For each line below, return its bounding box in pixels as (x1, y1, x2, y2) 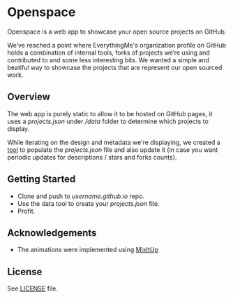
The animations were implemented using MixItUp (17, 246, 158, 254)
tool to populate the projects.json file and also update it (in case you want (7, 145, 218, 154)
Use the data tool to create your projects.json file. (17, 199, 160, 207)
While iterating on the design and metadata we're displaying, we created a (7, 138, 221, 146)
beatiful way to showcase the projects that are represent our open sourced (7, 63, 223, 71)
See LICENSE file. (7, 284, 58, 293)
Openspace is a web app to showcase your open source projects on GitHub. (7, 27, 227, 36)
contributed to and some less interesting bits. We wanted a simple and (7, 55, 209, 64)
